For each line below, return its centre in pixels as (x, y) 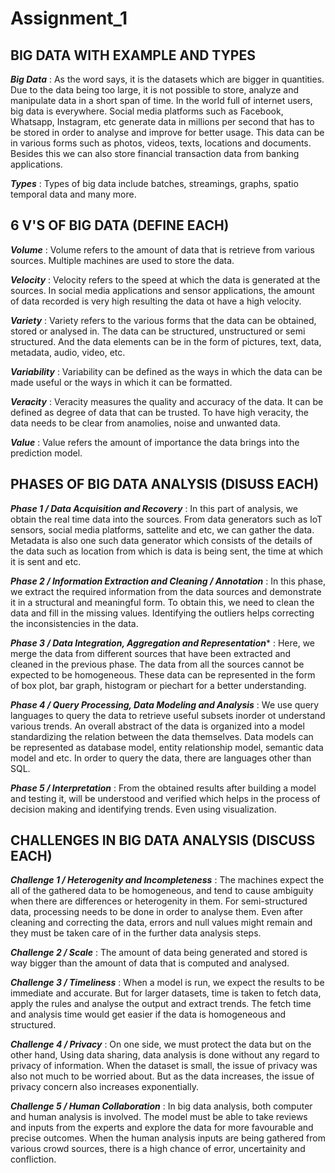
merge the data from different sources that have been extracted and (151, 653)
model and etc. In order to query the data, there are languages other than (161, 758)
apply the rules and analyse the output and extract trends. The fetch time (161, 1004)
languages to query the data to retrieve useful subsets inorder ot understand (168, 715)
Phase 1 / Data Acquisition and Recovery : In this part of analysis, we (154, 508)
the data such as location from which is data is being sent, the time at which (167, 551)
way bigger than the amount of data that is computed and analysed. (150, 963)
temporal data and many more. (73, 194)
